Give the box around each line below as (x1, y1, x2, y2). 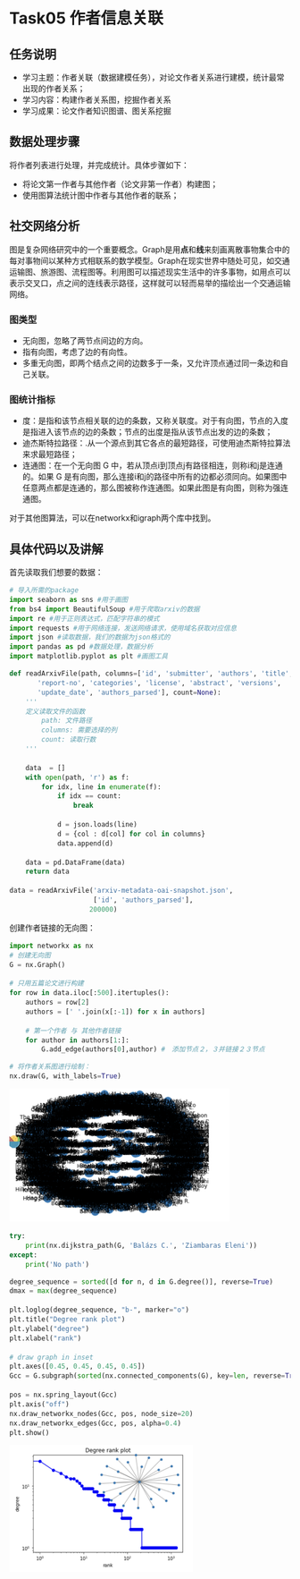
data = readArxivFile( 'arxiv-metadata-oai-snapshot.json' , (9, 887, 234, 896)
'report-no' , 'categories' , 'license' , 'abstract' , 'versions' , (37, 678, 281, 687)
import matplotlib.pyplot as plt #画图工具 (9, 652, 168, 661)
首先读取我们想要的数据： (9, 567, 104, 578)
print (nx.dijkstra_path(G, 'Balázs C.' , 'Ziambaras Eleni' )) (25, 1241, 257, 1250)
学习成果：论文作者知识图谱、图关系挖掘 (21, 106, 171, 116)
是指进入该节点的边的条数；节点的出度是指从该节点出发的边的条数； (21, 427, 273, 437)
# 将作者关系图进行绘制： (9, 1062, 91, 1072)
